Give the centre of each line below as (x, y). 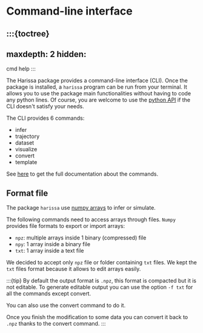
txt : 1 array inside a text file (49, 251)
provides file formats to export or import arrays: (66, 226)
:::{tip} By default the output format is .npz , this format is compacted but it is (101, 281)
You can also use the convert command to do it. (66, 306)
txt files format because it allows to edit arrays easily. (74, 269)
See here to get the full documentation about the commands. (82, 174)
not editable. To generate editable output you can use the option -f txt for (100, 287)
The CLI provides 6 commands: (45, 118)
